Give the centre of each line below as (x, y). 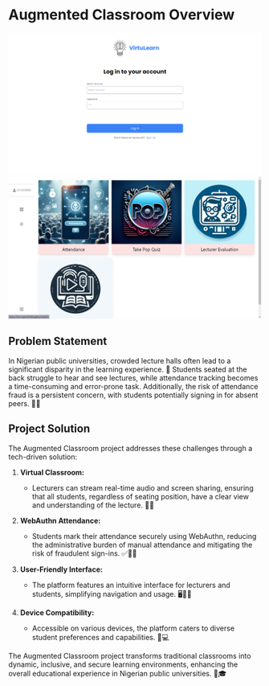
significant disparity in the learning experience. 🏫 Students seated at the (128, 369)
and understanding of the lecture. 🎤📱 (93, 505)
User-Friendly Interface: (61, 569)
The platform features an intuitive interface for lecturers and (131, 585)
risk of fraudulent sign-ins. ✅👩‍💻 (85, 553)
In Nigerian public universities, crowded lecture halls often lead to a (120, 360)
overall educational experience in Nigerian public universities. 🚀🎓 (118, 673)
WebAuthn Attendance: (60, 520)
